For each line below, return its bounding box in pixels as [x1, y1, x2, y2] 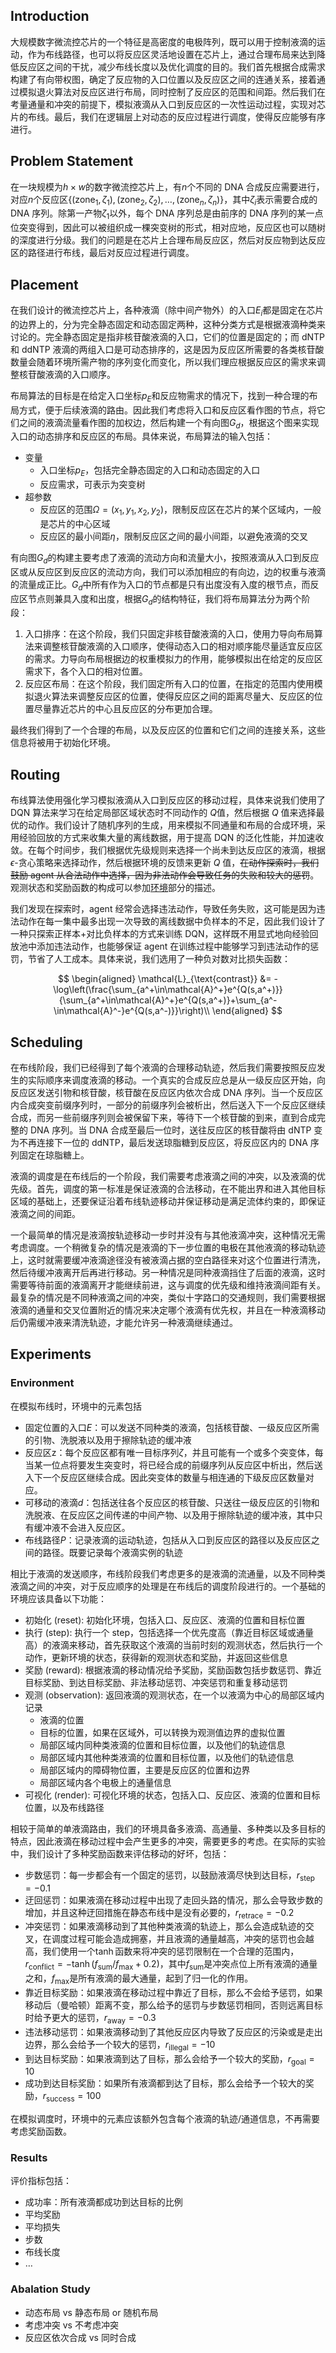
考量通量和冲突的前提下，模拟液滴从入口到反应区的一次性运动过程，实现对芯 [10, 98, 326, 110]
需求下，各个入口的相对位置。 [24, 665, 148, 678]
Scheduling [10, 1034, 83, 1051]
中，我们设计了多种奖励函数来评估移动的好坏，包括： [10, 1847, 230, 1859]
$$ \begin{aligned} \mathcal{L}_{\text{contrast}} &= [58, 973, 272, 985]
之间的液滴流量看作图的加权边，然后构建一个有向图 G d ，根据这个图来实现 [18, 416, 320, 431]
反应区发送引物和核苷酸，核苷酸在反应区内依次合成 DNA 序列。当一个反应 [10, 1087, 315, 1099]
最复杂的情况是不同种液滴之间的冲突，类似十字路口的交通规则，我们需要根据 [10, 1292, 326, 1304]
